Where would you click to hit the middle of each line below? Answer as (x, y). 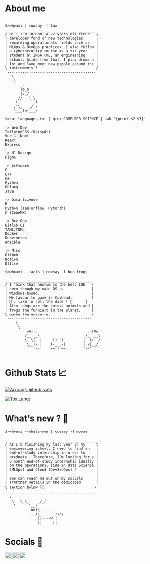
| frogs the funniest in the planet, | (50, 310)
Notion (12, 259)
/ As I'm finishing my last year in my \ (52, 444)
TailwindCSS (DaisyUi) (28, 132)
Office (12, 263)
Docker (12, 233)
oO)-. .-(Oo (62, 331)
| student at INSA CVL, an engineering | (52, 55)
